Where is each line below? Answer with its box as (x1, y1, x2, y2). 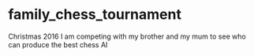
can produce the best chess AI (8, 39, 108, 49)
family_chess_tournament (8, 6, 181, 24)
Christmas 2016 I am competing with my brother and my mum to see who (8, 32, 246, 41)
